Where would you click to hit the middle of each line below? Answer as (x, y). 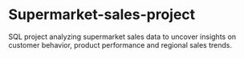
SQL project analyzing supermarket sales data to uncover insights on (122, 37)
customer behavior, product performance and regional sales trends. (120, 44)
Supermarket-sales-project (102, 15)
